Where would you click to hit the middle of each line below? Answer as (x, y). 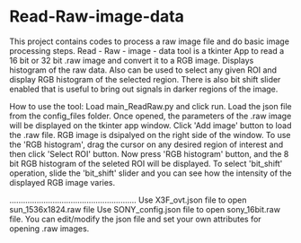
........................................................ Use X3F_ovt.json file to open (128, 200)
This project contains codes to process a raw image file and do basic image (150, 41)
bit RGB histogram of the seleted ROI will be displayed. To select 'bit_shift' (146, 163)
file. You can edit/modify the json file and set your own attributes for (136, 219)
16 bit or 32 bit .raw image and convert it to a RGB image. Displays (132, 60)
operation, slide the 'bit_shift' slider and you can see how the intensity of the (150, 173)
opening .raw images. (49, 228)
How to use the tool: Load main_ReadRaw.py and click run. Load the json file (150, 106)
